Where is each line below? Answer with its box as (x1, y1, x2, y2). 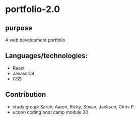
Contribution (5, 90, 46, 99)
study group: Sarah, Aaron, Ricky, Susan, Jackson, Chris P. (12, 103, 135, 109)
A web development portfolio (5, 37, 65, 43)
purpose (5, 24, 33, 32)
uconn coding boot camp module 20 (12, 109, 89, 115)
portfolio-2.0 (5, 4, 60, 15)
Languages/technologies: (5, 51, 88, 60)
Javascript (12, 70, 35, 76)
